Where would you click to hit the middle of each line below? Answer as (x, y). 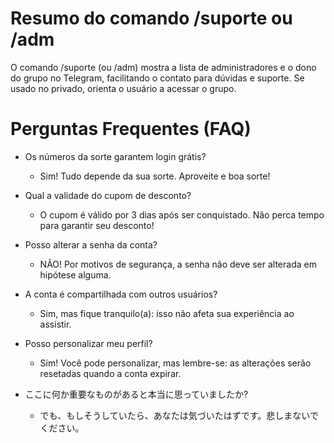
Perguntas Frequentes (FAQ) (131, 129)
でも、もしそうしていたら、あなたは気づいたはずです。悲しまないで (179, 415)
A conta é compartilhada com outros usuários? (121, 294)
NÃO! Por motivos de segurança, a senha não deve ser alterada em (178, 264)
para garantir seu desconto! (97, 225)
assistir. (55, 324)
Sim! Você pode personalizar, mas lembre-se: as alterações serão (175, 363)
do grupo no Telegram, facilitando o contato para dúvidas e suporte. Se (157, 78)
